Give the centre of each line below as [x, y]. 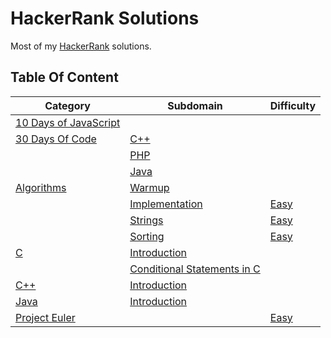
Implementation [166, 204]
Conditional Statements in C [195, 269]
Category [67, 105]
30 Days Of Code [56, 139]
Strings [146, 220]
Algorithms [41, 187]
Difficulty [293, 105]
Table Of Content [64, 77]
